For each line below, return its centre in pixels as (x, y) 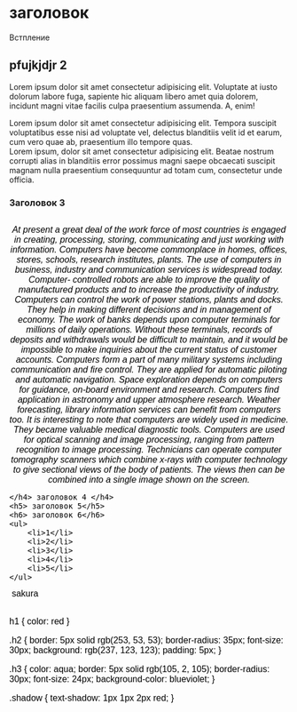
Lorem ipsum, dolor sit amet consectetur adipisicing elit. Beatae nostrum (142, 151)
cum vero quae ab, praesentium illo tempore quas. (101, 141)
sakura (25, 594)
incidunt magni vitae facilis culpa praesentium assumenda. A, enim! (132, 106)
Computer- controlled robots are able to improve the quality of (149, 280)
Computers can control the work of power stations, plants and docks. (149, 300)
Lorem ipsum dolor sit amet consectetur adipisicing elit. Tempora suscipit (143, 123)
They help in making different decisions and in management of (149, 310)
